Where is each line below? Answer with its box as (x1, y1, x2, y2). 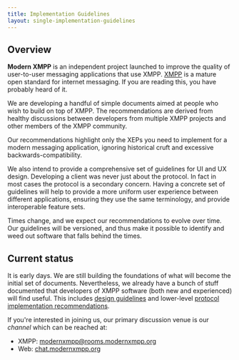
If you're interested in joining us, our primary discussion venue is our (7, 316, 209, 324)
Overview (7, 44, 52, 56)
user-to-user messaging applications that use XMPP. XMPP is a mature (7, 70, 217, 79)
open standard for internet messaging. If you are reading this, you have (7, 78, 216, 86)
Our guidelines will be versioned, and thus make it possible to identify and (7, 224, 225, 233)
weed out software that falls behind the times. (7, 231, 143, 240)
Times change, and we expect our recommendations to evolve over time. (7, 216, 223, 225)
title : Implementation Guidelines (7, 10, 111, 18)
